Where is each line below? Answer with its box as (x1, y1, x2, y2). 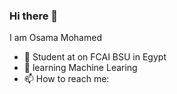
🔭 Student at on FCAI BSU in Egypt (23, 51, 167, 63)
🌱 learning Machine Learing (23, 62, 138, 74)
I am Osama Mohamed (9, 32, 102, 44)
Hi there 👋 (9, 9, 59, 23)
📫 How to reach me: (23, 73, 110, 85)
